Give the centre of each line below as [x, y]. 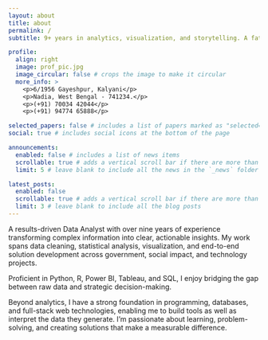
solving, [21, 327]
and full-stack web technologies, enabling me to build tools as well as [122, 311]
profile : [23, 53]
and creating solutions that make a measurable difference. [131, 327]
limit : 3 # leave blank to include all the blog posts [108, 207]
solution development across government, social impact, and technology [128, 254]
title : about [30, 23]
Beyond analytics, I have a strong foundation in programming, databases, [128, 302]
